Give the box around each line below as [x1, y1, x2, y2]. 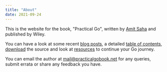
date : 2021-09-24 [5, 12, 42, 17]
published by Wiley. [5, 31, 46, 37]
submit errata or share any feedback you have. [5, 61, 102, 67]
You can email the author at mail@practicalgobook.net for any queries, [5, 55, 151, 61]
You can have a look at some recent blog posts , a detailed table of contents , [5, 40, 162, 46]
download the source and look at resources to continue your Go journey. [5, 46, 155, 52]
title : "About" [5, 7, 37, 12]
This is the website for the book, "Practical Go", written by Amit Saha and [5, 25, 156, 31]
